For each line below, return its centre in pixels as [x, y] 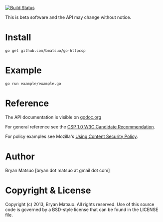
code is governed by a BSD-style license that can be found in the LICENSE [82, 210]
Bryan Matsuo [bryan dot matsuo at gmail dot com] [58, 170]
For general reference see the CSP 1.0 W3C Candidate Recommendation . [80, 126]
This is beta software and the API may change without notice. [68, 17]
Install [18, 38]
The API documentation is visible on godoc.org [53, 117]
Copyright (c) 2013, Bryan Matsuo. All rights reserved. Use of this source [80, 204]
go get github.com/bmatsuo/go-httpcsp [45, 51]
